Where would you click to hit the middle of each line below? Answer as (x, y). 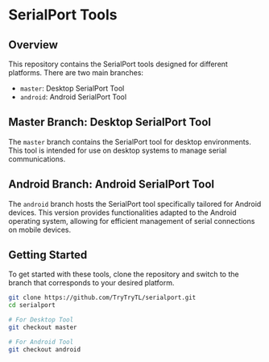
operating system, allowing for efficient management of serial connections (132, 221)
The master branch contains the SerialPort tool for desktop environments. (130, 141)
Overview (33, 45)
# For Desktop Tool (41, 320)
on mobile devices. (40, 229)
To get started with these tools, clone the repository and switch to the (124, 274)
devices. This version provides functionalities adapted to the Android (122, 213)
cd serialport (32, 305)
